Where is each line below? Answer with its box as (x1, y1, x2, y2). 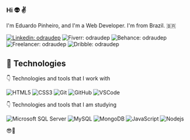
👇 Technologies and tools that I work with (6, 75, 110, 82)
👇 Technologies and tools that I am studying (6, 101, 117, 108)
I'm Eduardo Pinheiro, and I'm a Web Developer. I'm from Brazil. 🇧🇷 (6, 22, 176, 29)
